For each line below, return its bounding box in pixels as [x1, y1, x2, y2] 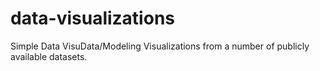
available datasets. [10, 50, 88, 62]
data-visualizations [10, 7, 175, 30]
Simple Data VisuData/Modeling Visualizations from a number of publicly [10, 40, 310, 52]
